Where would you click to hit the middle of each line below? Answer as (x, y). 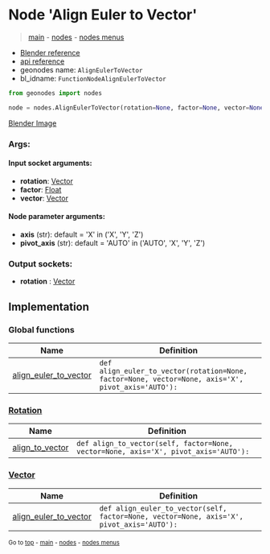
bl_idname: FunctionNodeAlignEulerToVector (93, 78)
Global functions (41, 329)
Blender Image (33, 123)
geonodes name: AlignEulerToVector (81, 69)
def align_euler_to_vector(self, (163, 508)
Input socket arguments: (50, 163)
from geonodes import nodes (55, 93)
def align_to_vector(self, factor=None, (154, 444)
